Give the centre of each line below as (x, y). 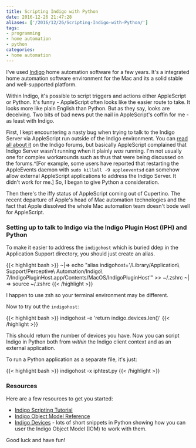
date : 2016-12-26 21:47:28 (39, 17)
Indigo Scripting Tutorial (43, 410)
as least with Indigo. (30, 120)
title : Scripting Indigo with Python (52, 11)
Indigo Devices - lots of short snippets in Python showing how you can (100, 423)
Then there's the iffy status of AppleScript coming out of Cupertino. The (93, 193)
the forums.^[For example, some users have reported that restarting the (92, 163)
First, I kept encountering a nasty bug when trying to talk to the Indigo (90, 132)
